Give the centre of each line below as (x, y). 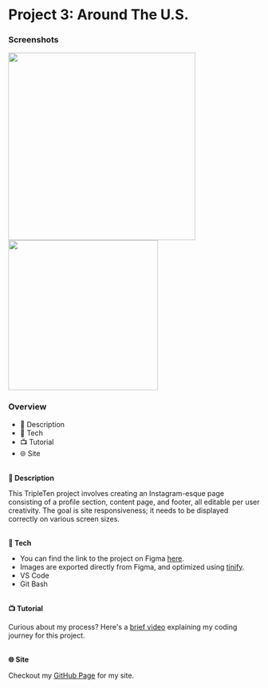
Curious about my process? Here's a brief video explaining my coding (123, 626)
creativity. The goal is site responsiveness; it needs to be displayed (118, 510)
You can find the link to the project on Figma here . (102, 558)
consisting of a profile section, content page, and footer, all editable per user (134, 502)
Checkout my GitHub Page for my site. (71, 675)
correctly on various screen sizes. (64, 518)
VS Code (34, 575)
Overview (28, 407)
